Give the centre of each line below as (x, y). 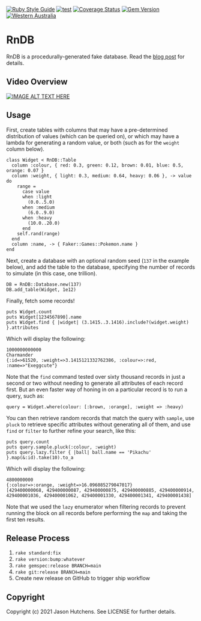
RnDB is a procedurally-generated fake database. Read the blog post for (95, 57)
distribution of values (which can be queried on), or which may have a (93, 136)
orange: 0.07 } (25, 170)
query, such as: (25, 396)
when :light (37, 197)
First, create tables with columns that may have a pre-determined (87, 130)
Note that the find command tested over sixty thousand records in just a (96, 376)
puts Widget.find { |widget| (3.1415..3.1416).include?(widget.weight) (97, 322)
